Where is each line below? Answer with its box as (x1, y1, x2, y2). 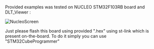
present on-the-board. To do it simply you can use (5, 33, 107, 39)
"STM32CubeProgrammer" (5, 38, 60, 44)
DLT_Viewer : (5, 9, 31, 15)
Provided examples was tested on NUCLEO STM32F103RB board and (5, 4, 145, 10)
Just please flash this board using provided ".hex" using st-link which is (5, 28, 149, 33)
